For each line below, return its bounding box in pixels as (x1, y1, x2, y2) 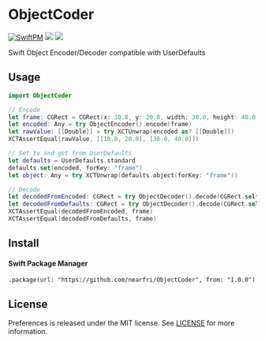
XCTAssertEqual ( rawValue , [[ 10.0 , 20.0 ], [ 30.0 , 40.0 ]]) (8, 136, 200, 143)
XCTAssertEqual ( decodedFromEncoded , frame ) (8, 207, 154, 216)
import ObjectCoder (8, 91, 73, 99)
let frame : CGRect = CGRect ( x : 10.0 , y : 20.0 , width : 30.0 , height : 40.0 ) (8, 113, 259, 121)
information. (8, 327, 48, 336)
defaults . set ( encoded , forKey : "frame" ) (8, 164, 144, 172)
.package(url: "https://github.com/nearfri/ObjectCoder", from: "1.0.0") (8, 276, 256, 284)
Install (8, 236, 39, 250)
